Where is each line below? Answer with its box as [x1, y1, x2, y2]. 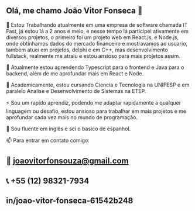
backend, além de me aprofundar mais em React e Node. [6, 70, 144, 77]
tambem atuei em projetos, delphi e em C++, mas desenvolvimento [6, 46, 168, 53]
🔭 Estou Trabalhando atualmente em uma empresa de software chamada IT [6, 21, 188, 28]
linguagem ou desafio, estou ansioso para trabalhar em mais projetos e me [6, 108, 187, 115]
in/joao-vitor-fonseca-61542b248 [6, 195, 134, 205]
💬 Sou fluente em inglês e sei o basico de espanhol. [6, 125, 131, 132]
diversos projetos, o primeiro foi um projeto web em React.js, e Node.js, [6, 33, 179, 41]
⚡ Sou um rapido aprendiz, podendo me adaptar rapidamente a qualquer [6, 99, 182, 106]
